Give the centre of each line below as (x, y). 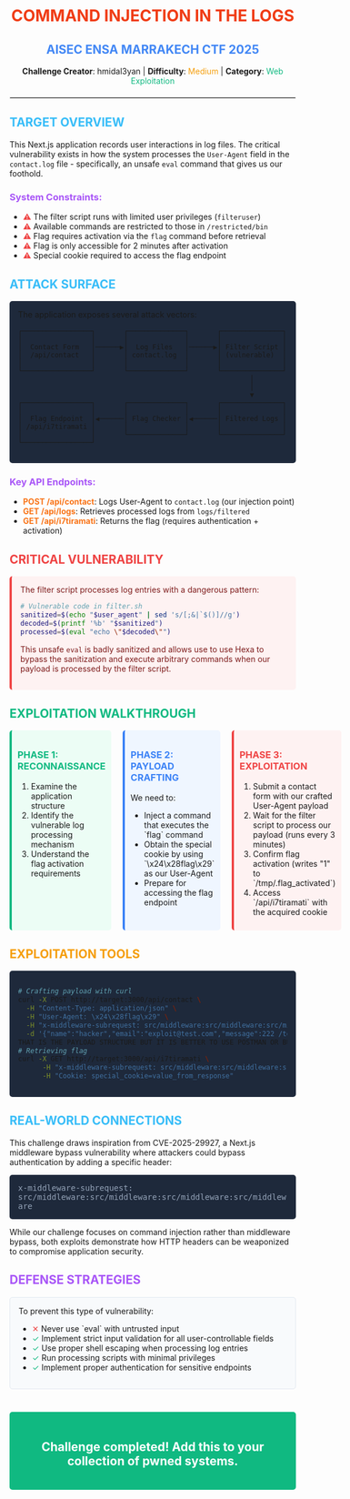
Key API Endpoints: (53, 481)
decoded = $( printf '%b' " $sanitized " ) (92, 623)
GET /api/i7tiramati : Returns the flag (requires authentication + (140, 521)
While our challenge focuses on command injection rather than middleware (150, 1232)
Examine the (54, 786)
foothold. (26, 173)
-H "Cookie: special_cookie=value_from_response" (138, 1076)
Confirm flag (276, 854)
